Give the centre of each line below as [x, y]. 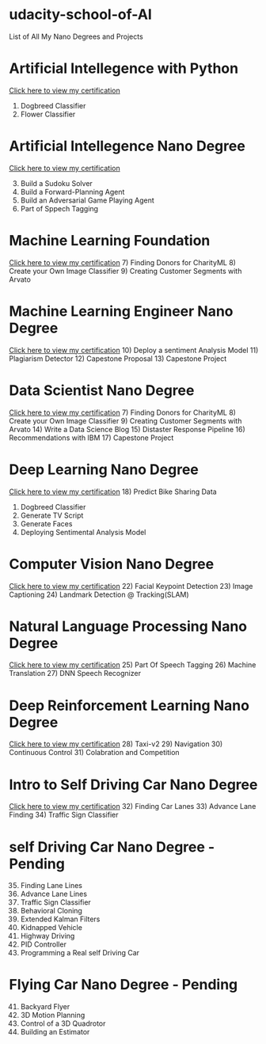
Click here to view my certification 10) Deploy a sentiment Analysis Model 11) [134, 350]
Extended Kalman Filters [60, 919]
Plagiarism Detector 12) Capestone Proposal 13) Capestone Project [118, 359]
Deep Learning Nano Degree [104, 469]
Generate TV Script [52, 515]
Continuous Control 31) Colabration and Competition [95, 753]
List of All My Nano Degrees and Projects [76, 36]
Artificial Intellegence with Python [124, 68]
